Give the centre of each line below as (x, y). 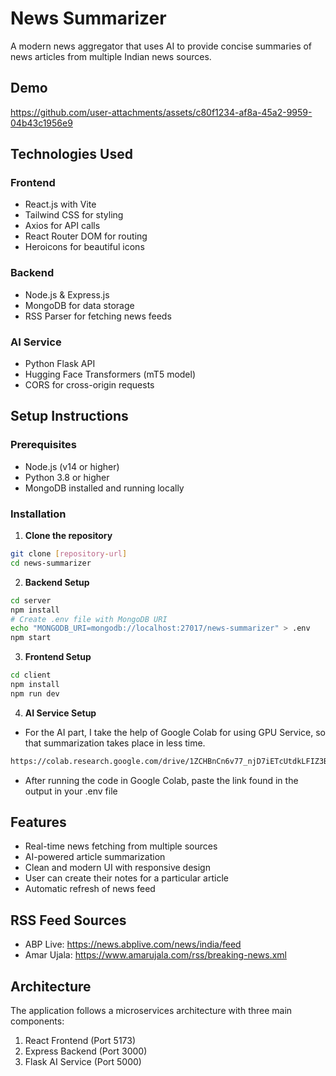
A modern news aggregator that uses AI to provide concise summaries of (161, 46)
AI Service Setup (60, 713)
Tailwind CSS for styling (74, 215)
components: (37, 1021)
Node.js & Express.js (67, 294)
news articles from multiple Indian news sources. (111, 56)
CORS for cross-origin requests (89, 385)
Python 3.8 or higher (67, 477)
